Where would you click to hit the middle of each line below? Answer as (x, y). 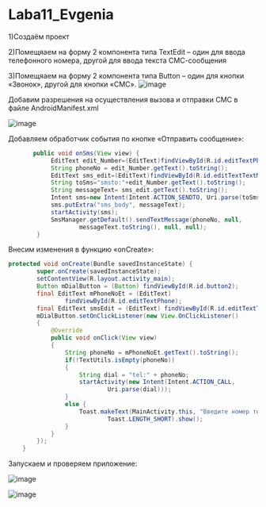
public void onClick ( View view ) (104, 338)
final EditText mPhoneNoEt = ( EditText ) (104, 294)
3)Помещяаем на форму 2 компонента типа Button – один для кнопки (126, 75)
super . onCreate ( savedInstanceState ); (99, 271)
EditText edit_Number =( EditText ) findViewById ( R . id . (137, 160)
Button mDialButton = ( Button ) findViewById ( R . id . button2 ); (138, 286)
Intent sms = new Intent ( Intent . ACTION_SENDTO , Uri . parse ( (146, 198)
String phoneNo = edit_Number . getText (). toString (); (139, 168)
